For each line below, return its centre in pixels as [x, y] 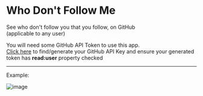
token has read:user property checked [55, 58]
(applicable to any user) [36, 33]
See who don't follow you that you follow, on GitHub [71, 27]
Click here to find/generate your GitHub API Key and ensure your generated [100, 51]
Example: [18, 75]
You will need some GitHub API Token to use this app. [73, 45]
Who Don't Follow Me [61, 10]
